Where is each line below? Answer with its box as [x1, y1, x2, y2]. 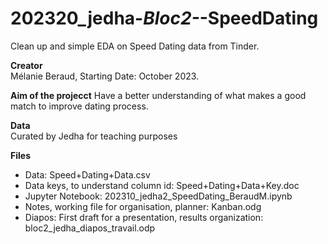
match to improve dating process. [10, 100, 149, 112]
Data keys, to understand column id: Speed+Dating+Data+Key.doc [24, 179, 300, 191]
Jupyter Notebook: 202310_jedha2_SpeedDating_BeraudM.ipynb [24, 190, 293, 202]
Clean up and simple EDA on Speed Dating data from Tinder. [10, 40, 260, 52]
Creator [10, 59, 43, 71]
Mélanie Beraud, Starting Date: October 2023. [10, 70, 200, 82]
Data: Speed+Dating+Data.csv [24, 168, 151, 181]
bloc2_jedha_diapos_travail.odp [24, 222, 156, 234]
